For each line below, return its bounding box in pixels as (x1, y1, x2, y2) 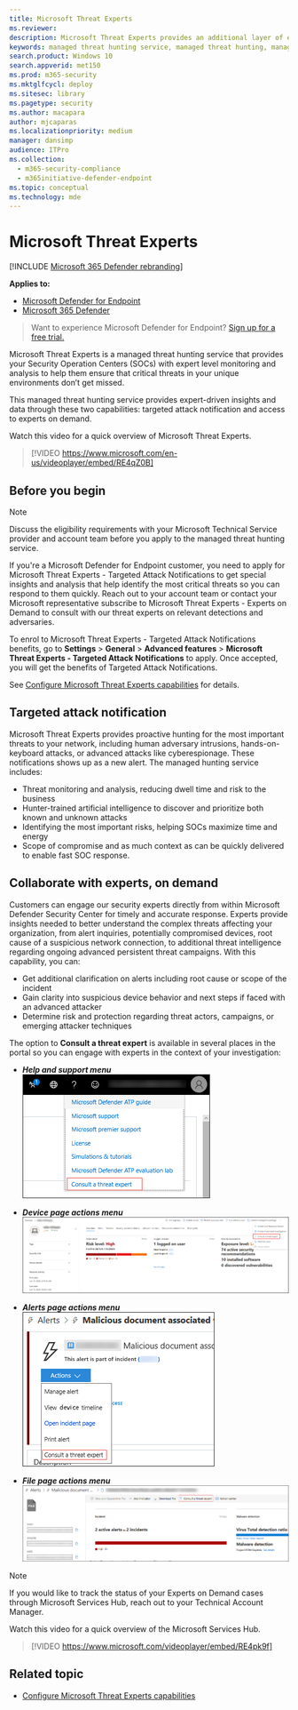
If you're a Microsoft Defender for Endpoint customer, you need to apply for (9, 560, 286, 571)
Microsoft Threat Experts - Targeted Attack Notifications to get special (9, 570, 267, 579)
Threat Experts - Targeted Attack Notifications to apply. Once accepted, (9, 653, 278, 663)
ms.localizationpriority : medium (9, 127, 133, 136)
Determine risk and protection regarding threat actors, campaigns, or (21, 1011, 275, 1021)
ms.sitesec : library (9, 89, 86, 98)
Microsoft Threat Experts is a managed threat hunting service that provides (9, 349, 284, 360)
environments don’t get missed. (9, 378, 125, 388)
